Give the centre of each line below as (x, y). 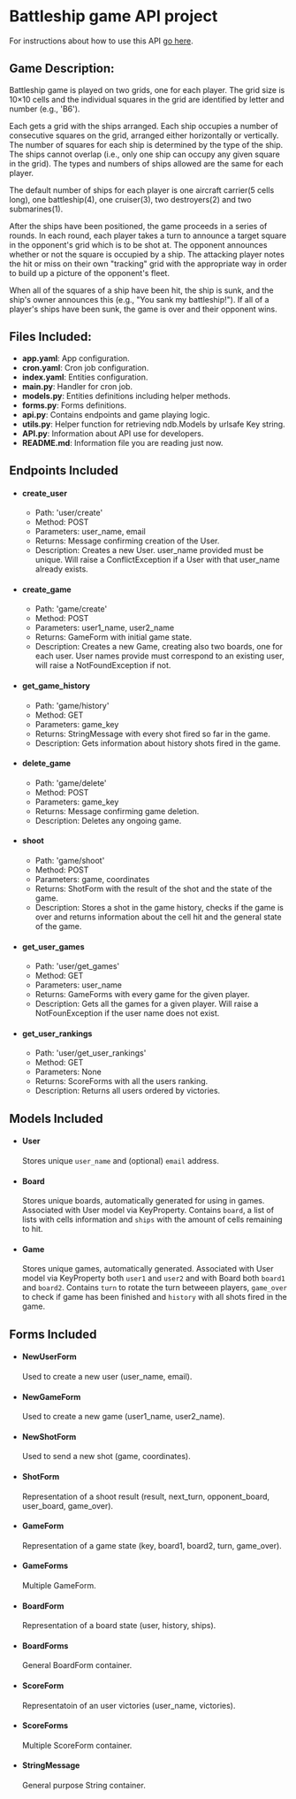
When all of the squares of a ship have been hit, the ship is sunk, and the (141, 290)
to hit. (32, 1229)
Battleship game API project (114, 16)
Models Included (56, 1118)
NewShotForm (49, 1436)
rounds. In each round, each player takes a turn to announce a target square (148, 235)
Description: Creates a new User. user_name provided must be (149, 550)
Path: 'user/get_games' (77, 966)
